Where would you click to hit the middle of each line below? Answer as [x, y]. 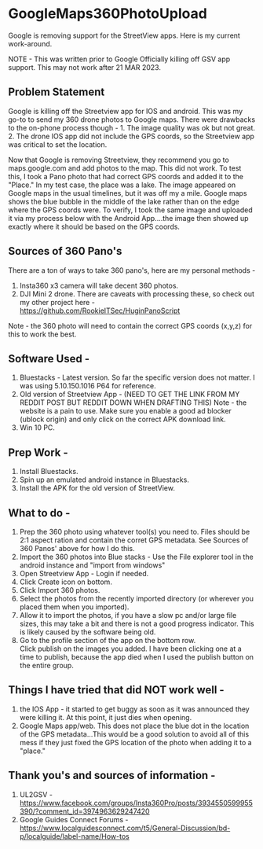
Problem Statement [57, 92]
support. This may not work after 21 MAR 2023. [84, 67]
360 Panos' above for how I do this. [77, 548]
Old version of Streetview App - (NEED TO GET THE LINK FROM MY [130, 395]
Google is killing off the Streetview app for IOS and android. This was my [126, 111]
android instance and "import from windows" [92, 565]
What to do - [39, 513]
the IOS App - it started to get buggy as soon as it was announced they [134, 709]
